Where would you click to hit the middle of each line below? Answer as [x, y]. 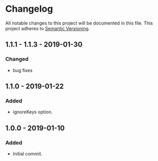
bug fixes [22, 70]
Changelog [29, 9]
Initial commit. [27, 154]
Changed [17, 59]
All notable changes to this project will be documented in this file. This [79, 23]
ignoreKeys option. [32, 112]
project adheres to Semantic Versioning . [48, 28]
